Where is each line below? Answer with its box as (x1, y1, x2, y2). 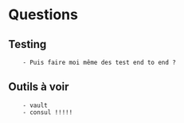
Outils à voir (8, 80, 69, 93)
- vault (22, 101, 48, 109)
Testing (8, 38, 47, 51)
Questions (8, 6, 78, 24)
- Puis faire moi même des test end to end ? (22, 58, 177, 66)
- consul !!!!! (22, 108, 73, 117)
